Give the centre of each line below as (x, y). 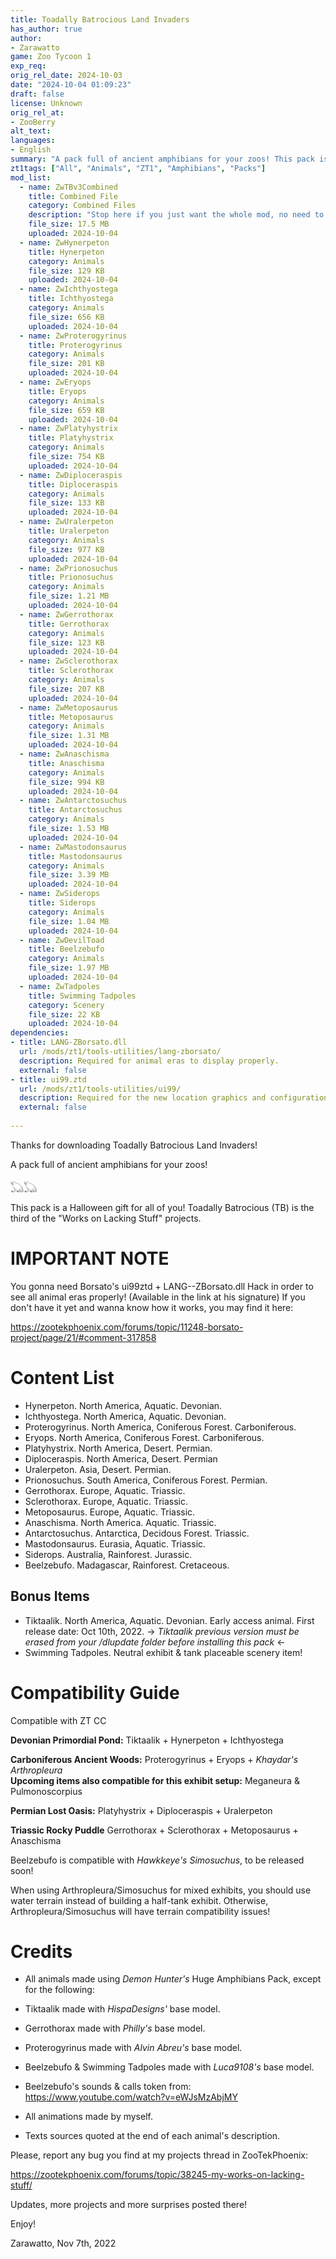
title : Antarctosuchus (75, 810)
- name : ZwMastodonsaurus (73, 847)
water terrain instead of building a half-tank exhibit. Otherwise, (139, 1900)
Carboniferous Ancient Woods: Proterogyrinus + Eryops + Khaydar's (154, 1759)
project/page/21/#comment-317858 (83, 1337)
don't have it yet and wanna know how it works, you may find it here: (152, 1307)
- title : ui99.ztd (48, 1079)
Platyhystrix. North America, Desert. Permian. (118, 1448)
